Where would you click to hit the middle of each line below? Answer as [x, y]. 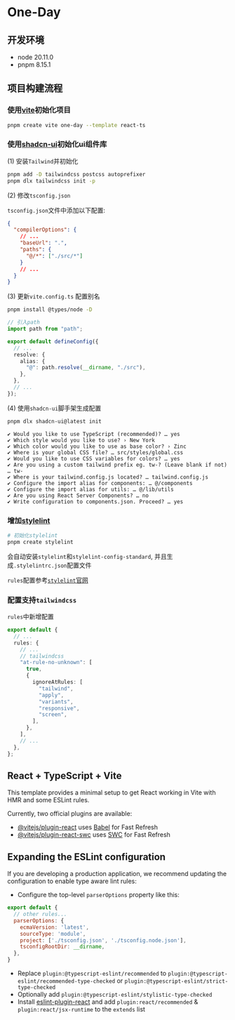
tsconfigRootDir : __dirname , [62, 947]
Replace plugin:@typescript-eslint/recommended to [92, 974]
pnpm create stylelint [40, 542]
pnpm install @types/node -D [50, 310]
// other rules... [41, 914]
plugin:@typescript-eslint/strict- [176, 981]
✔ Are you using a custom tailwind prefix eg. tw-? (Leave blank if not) [117, 465]
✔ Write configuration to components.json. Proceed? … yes [95, 502]
